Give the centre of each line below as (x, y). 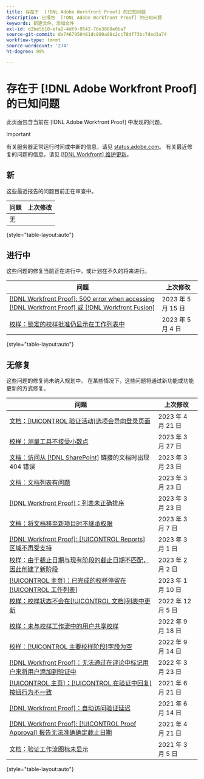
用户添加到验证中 (52, 672)
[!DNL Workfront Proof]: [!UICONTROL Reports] (77, 540)
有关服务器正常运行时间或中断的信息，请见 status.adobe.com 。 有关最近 (97, 146)
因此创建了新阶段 (34, 569)
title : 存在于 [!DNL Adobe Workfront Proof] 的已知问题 (76, 12)
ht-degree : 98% (25, 52)
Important (19, 134)
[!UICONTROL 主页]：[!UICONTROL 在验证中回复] (80, 683)
